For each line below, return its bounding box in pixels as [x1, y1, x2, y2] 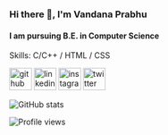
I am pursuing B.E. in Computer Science [9, 30, 160, 41]
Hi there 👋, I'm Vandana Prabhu [9, 8, 147, 21]
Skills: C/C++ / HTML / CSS [9, 50, 111, 61]
